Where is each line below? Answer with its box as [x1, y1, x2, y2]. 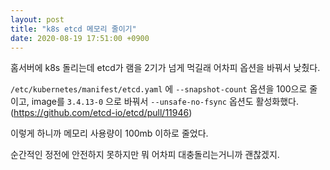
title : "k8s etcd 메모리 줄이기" [10, 24, 137, 34]
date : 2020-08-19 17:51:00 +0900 [10, 33, 150, 43]
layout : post [10, 14, 65, 25]
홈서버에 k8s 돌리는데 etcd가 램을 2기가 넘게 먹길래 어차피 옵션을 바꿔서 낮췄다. [10, 62, 321, 74]
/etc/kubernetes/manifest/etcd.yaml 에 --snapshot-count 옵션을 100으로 [10, 83, 308, 95]
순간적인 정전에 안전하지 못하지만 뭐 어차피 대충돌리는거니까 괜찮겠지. [10, 149, 280, 161]
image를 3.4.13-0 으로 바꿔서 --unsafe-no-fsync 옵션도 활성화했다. [31, 96, 299, 108]
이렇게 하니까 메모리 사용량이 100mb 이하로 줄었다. [10, 127, 209, 140]
